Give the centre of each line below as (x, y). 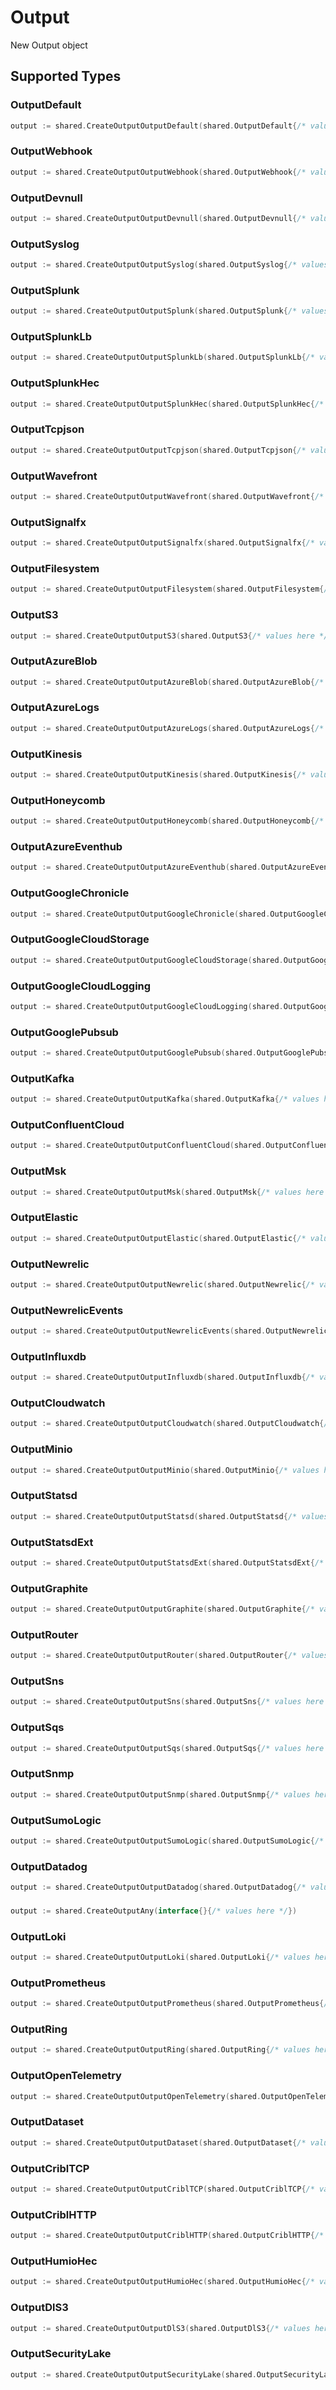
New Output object (49, 45)
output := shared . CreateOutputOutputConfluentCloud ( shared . (138, 1146)
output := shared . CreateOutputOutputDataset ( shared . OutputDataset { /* (158, 2142)
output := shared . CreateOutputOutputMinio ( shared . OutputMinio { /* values (165, 1470)
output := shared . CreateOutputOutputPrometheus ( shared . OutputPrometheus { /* (171, 2004)
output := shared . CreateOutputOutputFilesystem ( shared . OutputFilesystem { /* (171, 589)
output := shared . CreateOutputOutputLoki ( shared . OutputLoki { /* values (160, 1957)
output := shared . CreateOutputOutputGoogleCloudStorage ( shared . (147, 960)
